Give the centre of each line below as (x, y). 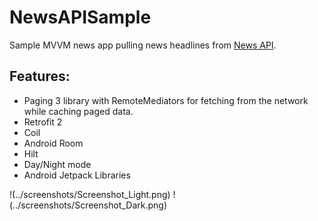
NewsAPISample (80, 17)
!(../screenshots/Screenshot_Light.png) (90, 194)
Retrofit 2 (43, 122)
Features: (40, 76)
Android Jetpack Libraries (77, 175)
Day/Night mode (57, 164)
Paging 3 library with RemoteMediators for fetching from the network (166, 100)
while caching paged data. (78, 111)
